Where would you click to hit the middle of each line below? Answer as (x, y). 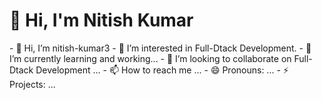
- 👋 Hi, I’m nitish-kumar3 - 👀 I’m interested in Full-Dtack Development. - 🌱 (160, 48)
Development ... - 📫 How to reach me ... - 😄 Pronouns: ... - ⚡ (162, 70)
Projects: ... (32, 84)
